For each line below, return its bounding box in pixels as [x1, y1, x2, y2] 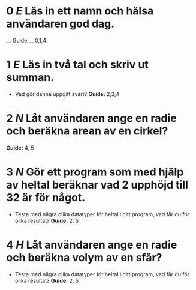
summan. [6, 71, 55, 85]
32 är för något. [6, 191, 86, 204]
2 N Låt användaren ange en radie [6, 112, 177, 125]
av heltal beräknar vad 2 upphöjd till [6, 178, 189, 192]
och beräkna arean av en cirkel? [6, 124, 168, 138]
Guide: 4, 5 [6, 144, 34, 151]
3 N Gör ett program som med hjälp [6, 165, 184, 178]
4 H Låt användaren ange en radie [6, 238, 177, 252]
